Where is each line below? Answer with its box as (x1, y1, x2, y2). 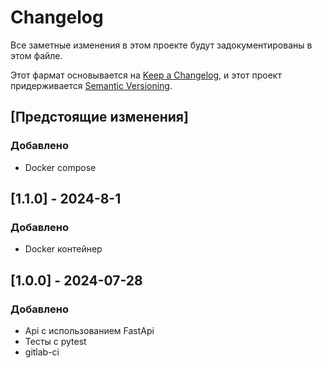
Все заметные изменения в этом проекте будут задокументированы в (10, 39, 313, 51)
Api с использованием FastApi (24, 325, 155, 336)
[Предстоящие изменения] (10, 109, 189, 126)
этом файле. (10, 49, 63, 61)
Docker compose (24, 161, 97, 173)
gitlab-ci (24, 346, 60, 358)
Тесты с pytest (24, 336, 87, 347)
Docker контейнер (24, 243, 103, 255)
